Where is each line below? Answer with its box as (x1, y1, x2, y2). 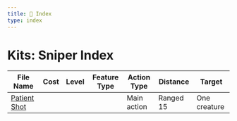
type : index (7, 17, 42, 24)
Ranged (158, 93, 185, 103)
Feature (92, 72, 119, 82)
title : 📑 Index (7, 10, 52, 18)
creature (196, 102, 225, 112)
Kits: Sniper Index (7, 47, 114, 63)
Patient (11, 93, 35, 103)
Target (200, 77, 223, 87)
